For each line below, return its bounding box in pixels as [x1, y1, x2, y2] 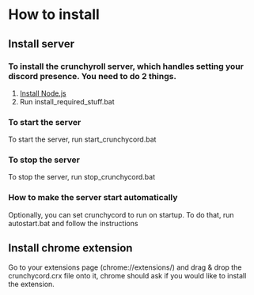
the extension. [8, 279, 55, 289]
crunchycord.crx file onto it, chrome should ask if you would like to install [8, 270, 247, 280]
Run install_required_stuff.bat [19, 96, 115, 106]
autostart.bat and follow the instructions [8, 218, 138, 228]
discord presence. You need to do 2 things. [8, 70, 176, 81]
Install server [8, 37, 75, 51]
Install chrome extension [8, 241, 133, 255]
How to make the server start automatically [8, 192, 178, 203]
